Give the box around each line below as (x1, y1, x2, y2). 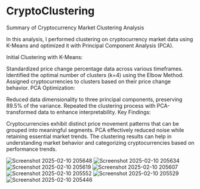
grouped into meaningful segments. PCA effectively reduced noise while (6, 126, 184, 133)
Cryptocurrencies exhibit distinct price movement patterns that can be (6, 120, 179, 127)
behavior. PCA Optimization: (6, 84, 76, 91)
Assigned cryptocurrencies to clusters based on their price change (6, 78, 171, 85)
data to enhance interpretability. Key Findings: (38, 108, 151, 115)
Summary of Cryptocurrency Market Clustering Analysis (6, 24, 144, 31)
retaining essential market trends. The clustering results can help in (6, 133, 172, 140)
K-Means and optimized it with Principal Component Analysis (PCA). (6, 42, 174, 49)
